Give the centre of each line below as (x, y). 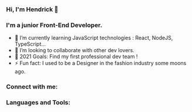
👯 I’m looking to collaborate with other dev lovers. (75, 50)
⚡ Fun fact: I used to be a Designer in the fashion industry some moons (100, 63)
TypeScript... (30, 44)
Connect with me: (32, 87)
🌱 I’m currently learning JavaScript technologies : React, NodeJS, (94, 38)
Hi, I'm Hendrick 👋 (32, 9)
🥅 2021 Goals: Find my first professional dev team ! (76, 57)
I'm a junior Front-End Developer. (54, 25)
